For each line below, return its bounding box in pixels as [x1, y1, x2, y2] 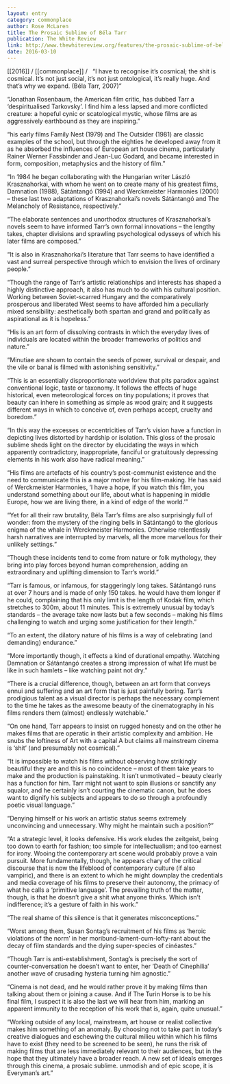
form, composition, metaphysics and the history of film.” [7, 159, 166, 167]
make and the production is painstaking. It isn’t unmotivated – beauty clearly [7, 771, 222, 779]
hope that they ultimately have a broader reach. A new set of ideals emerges [7, 1054, 223, 1062]
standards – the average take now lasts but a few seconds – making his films [7, 610, 223, 618]
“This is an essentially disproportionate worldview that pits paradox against [7, 376, 219, 384]
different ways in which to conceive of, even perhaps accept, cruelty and [7, 405, 214, 414]
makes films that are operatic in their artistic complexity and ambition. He [7, 729, 214, 738]
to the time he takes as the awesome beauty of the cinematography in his [7, 701, 214, 709]
